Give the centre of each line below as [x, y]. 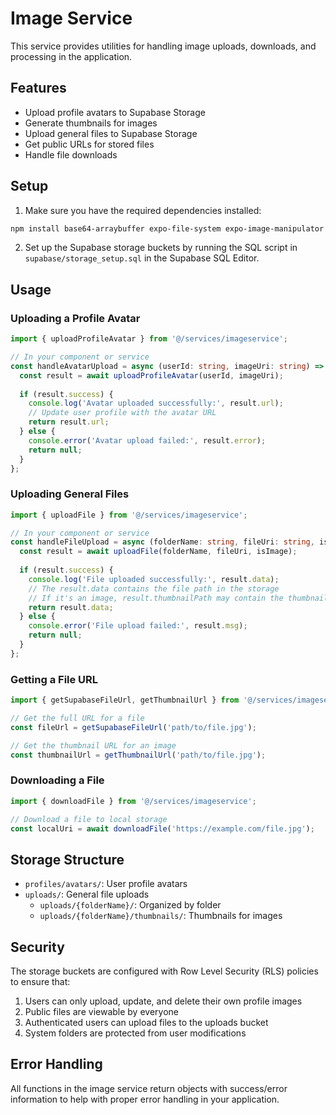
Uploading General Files [70, 494]
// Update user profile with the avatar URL [122, 413]
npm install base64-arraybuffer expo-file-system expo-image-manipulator [167, 228]
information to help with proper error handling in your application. [145, 1099]
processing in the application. [71, 56]
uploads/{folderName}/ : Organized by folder [130, 905]
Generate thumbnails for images [91, 123]
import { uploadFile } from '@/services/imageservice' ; [129, 515]
